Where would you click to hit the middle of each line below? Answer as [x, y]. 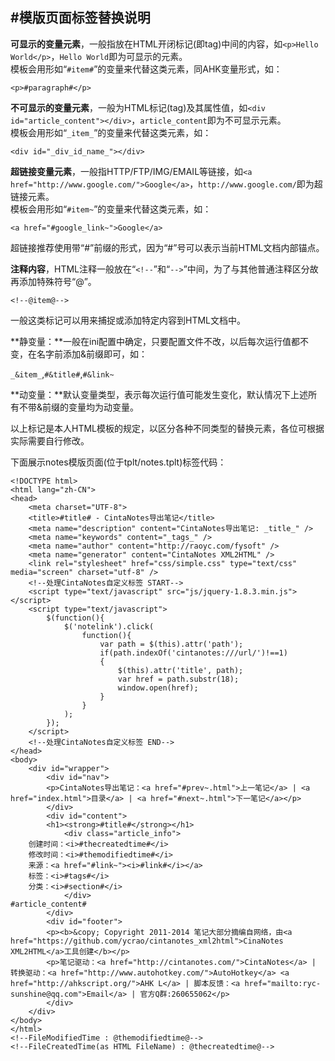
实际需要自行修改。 [50, 440]
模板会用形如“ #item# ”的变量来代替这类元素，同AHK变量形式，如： [146, 69]
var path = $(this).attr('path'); [171, 644]
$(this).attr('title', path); [180, 670]
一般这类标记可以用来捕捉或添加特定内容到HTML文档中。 [128, 320]
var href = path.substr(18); [178, 679]
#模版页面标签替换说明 [80, 18]
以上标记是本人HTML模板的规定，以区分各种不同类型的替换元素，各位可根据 [167, 428]
